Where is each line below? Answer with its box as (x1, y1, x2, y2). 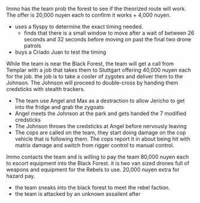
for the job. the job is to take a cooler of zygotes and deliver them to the (6, 73, 183, 80)
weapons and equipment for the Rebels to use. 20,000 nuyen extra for (6, 166, 180, 173)
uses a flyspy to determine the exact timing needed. (14, 23, 144, 30)
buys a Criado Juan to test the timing (14, 49, 107, 56)
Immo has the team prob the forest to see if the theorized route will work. (6, 5, 187, 12)
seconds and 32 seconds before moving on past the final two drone (23, 36, 192, 43)
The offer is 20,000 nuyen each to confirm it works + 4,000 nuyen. (6, 11, 171, 19)
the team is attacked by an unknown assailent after (14, 190, 141, 197)
